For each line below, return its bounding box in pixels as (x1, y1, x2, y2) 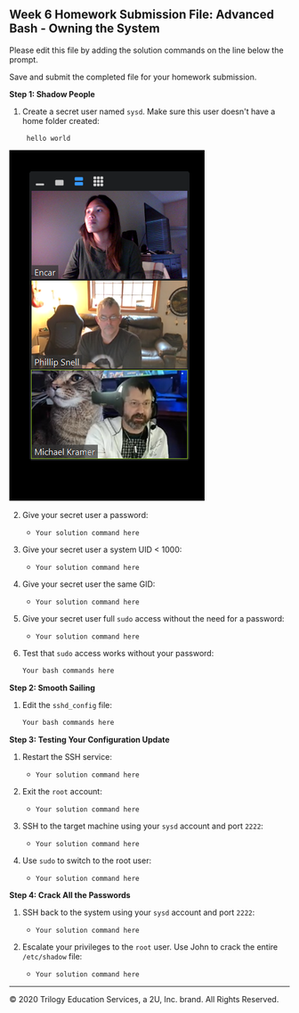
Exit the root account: (21, 786, 102, 796)
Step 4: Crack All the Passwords (9, 889, 131, 900)
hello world (26, 134, 71, 143)
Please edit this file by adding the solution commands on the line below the (9, 45, 284, 55)
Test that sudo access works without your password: (21, 647, 214, 658)
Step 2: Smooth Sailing (9, 682, 95, 693)
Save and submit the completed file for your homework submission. (9, 71, 257, 82)
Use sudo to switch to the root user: (21, 855, 152, 866)
